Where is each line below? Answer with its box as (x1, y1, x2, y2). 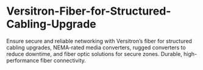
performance (6, 57, 40, 64)
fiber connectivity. (40, 57, 87, 64)
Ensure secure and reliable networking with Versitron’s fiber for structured (6, 37, 192, 44)
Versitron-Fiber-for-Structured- (6, 4, 171, 18)
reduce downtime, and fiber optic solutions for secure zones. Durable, (6, 50, 183, 57)
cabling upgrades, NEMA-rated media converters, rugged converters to (6, 44, 186, 51)
